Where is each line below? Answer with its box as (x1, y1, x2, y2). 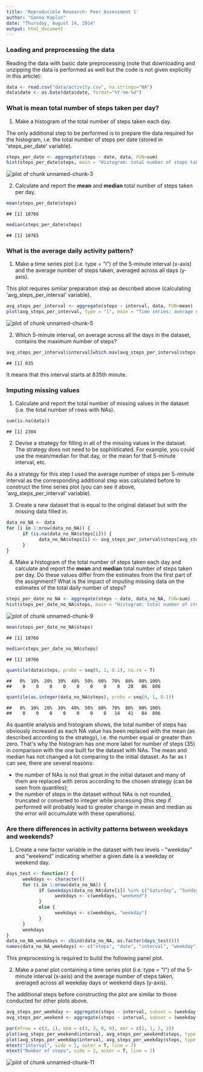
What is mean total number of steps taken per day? (6, 104, 159, 112)
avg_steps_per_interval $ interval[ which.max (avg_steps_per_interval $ (6, 349, 182, 356)
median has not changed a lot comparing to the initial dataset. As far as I (6, 753, 187, 760)
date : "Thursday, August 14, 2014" (6, 20, 96, 26)
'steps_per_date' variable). (6, 142, 72, 149)
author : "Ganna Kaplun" (6, 15, 66, 21)
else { (38, 905, 56, 911)
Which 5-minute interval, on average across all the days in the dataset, (14, 331, 192, 339)
